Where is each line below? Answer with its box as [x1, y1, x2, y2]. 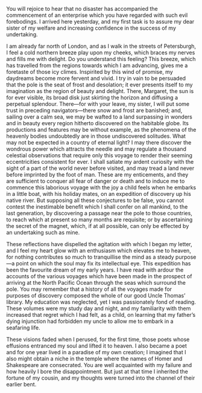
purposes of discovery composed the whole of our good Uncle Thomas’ [6, 292, 186, 299]
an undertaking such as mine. [6, 229, 80, 236]
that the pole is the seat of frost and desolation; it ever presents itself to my [6, 81, 193, 88]
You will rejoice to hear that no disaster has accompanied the [6, 5, 158, 12]
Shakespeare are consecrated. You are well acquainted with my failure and [6, 362, 192, 368]
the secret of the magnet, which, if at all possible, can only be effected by [6, 222, 189, 229]
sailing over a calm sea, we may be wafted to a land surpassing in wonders [6, 113, 193, 120]
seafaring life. [6, 324, 40, 331]
